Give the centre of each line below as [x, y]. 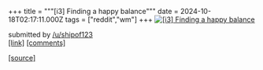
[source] [22, 58]
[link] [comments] [37, 43]
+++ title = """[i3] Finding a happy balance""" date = [93, 11]
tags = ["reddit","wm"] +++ [109, 19]
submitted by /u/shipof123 [50, 35]
